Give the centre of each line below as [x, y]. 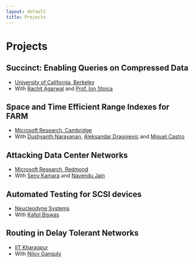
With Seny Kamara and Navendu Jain [60, 176]
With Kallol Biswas [37, 214]
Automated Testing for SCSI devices [74, 194]
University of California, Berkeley [55, 82]
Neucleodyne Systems [42, 208]
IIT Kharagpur [31, 247]
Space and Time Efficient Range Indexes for [88, 107]
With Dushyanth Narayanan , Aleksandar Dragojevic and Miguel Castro [100, 137]
